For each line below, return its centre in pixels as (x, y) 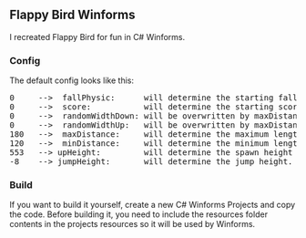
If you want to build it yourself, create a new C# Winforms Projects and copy (153, 205)
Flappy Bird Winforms (72, 15)
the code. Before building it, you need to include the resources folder (139, 214)
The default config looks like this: (72, 80)
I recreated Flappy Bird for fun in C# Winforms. (97, 36)
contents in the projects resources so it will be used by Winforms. (133, 224)
